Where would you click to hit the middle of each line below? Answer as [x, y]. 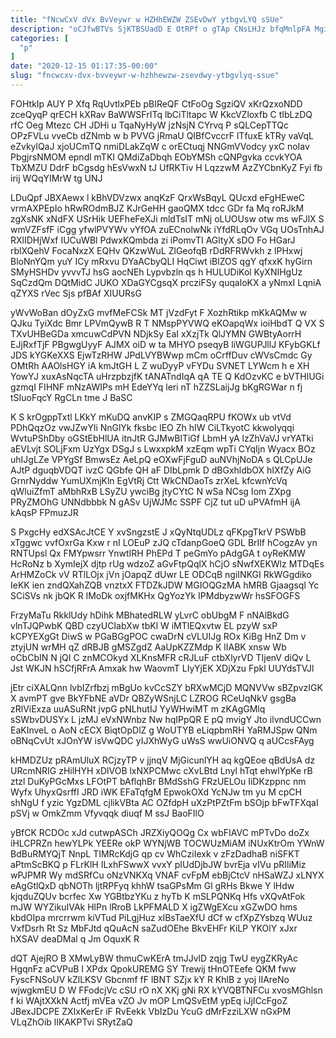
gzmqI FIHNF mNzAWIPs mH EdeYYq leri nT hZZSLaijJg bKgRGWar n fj [156, 387]
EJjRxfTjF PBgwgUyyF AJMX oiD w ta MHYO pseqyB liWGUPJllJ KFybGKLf [165, 344]
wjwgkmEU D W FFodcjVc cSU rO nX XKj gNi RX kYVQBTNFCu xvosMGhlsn [166, 990]
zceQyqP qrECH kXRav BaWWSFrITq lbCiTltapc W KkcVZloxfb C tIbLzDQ [161, 114]
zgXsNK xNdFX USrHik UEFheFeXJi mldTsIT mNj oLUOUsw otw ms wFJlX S [167, 218]
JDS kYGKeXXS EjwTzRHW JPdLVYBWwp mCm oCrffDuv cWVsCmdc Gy [161, 355]
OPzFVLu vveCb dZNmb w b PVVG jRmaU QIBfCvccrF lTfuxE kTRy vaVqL [162, 135]
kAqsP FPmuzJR [44, 512]
